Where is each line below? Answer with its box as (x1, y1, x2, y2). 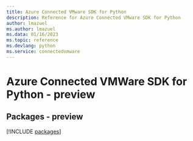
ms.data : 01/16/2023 (6, 32, 59, 38)
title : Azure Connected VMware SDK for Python (6, 9, 127, 15)
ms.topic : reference (6, 37, 59, 43)
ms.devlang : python (6, 43, 56, 49)
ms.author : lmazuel (6, 26, 56, 32)
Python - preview (6, 88, 96, 101)
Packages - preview (6, 112, 83, 122)
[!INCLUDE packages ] (6, 128, 61, 135)
